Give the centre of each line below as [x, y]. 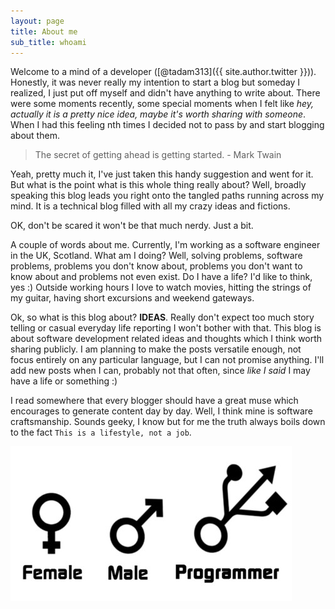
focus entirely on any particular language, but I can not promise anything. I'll [167, 360]
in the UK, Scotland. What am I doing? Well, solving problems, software [156, 256]
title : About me [44, 31]
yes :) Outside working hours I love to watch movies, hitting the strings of [161, 287]
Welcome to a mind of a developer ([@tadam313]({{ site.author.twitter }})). [163, 72]
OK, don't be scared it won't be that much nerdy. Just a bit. [132, 226]
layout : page [37, 21]
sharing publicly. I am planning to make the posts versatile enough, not [156, 349]
